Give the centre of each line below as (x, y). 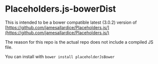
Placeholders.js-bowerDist (61, 9)
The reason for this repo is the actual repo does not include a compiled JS (79, 42)
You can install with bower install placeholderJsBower (60, 56)
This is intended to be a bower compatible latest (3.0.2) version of (71, 22)
